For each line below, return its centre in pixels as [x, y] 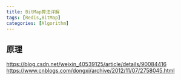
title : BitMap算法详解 [33, 12]
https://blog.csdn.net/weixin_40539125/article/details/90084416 [87, 64]
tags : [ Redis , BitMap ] [34, 18]
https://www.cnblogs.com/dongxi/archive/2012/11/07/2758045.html [90, 71]
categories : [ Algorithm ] [38, 23]
